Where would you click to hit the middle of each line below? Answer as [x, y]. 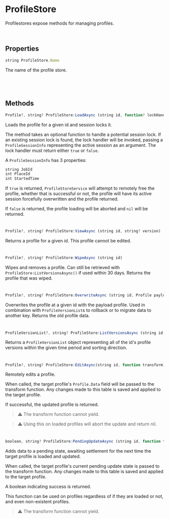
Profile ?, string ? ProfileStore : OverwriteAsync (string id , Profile [78, 295]
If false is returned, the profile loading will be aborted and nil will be [77, 209]
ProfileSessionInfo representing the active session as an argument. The [80, 145]
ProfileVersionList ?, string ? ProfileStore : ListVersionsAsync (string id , [85, 333]
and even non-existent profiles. [38, 501]
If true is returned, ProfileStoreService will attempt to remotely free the [80, 188]
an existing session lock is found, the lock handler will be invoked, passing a [84, 140]
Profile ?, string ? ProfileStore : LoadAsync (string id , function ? [75, 115]
